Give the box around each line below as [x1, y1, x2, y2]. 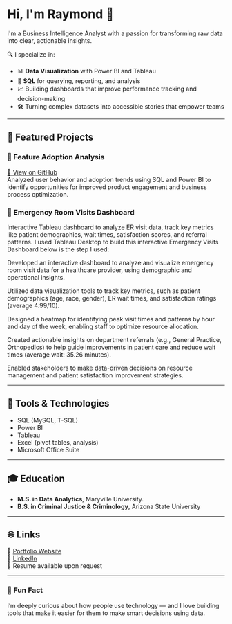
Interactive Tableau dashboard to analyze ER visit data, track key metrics [7, 223, 214, 231]
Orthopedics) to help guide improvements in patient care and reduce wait [7, 343, 216, 351]
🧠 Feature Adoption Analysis [7, 152, 105, 162]
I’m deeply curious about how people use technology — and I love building [7, 601, 220, 609]
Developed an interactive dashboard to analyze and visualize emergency [7, 258, 214, 267]
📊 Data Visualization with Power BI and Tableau [17, 66, 157, 75]
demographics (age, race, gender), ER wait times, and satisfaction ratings [7, 294, 217, 302]
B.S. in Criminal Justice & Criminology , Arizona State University [17, 502, 201, 510]
